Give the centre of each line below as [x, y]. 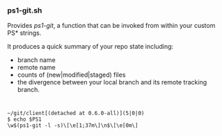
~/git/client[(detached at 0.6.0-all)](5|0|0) [76, 114]
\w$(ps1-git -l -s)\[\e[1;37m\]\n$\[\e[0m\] [73, 126]
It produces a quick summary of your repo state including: [90, 47]
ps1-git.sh [25, 10]
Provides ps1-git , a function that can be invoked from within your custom [111, 26]
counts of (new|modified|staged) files [71, 75]
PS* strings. [24, 33]
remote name [36, 68]
